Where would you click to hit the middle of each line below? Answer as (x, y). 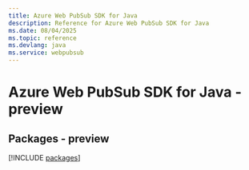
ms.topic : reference (43, 38)
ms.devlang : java (37, 45)
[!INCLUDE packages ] (44, 158)
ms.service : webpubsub (46, 53)
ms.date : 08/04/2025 (43, 30)
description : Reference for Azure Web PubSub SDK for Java (109, 23)
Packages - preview (59, 138)
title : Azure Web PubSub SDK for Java (73, 16)
